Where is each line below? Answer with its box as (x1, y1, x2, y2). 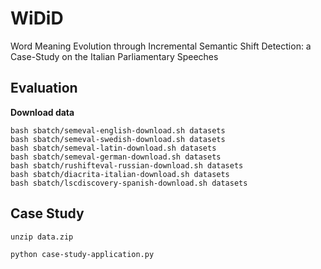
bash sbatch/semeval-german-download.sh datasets (10, 152, 222, 162)
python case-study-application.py (10, 249, 155, 259)
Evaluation (10, 80, 78, 97)
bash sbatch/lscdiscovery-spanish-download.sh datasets (10, 178, 248, 188)
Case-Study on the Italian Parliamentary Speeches (10, 50, 219, 62)
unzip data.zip (10, 232, 74, 242)
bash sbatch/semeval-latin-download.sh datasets (10, 143, 217, 153)
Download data (10, 106, 75, 118)
